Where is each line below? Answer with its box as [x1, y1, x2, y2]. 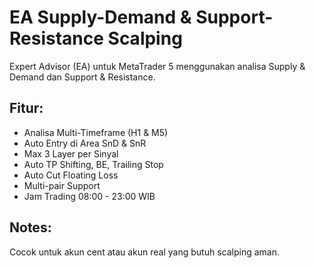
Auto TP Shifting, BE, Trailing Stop [23, 158, 164, 170]
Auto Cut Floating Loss [23, 169, 119, 181]
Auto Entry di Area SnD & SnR [23, 137, 147, 149]
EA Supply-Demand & [9, 6, 192, 29]
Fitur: [9, 100, 44, 117]
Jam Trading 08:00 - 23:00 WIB [23, 190, 156, 202]
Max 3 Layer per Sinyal [23, 147, 119, 160]
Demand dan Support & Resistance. [9, 71, 156, 83]
